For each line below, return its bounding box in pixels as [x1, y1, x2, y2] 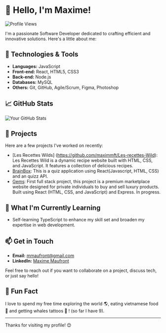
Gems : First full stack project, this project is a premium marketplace [12, 179, 150, 185]
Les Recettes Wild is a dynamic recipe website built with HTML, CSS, [12, 157, 153, 163]
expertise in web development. [12, 222, 76, 228]
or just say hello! [5, 273, 39, 278]
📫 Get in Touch [5, 237, 54, 245]
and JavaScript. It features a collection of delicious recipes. [12, 163, 133, 169]
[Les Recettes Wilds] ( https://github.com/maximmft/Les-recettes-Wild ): [12, 152, 158, 158]
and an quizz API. [12, 173, 48, 179]
